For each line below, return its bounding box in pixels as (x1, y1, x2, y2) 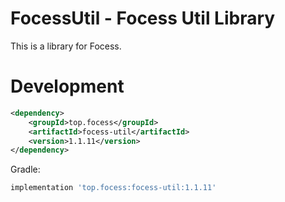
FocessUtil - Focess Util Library (10, 7, 276, 30)
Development (10, 75, 125, 98)
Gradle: (10, 163, 41, 176)
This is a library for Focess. (10, 40, 122, 52)
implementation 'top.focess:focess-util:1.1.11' (10, 183, 217, 193)
